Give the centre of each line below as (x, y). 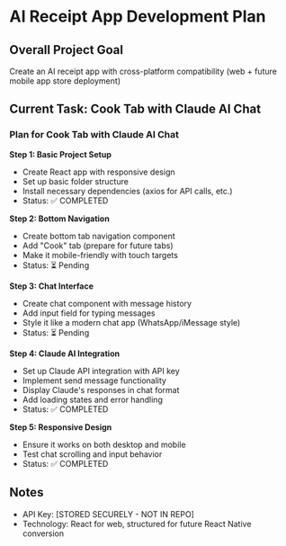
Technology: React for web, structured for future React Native (137, 524)
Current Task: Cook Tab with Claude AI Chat (135, 109)
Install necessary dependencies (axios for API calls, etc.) (127, 191)
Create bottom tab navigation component (98, 236)
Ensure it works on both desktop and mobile (104, 444)
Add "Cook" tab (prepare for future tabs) (98, 246)
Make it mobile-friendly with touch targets (100, 255)
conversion (43, 533)
